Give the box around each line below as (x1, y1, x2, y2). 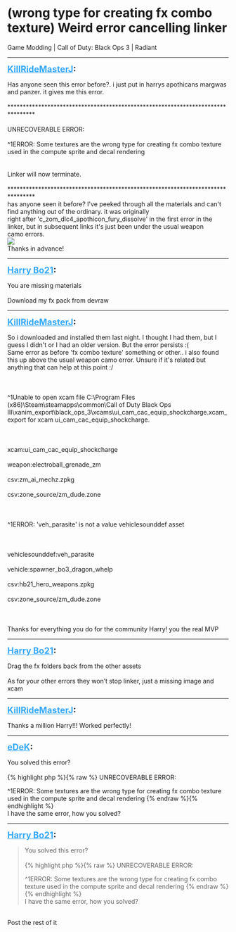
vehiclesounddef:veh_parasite (7, 550, 95, 558)
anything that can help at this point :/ (7, 363, 114, 371)
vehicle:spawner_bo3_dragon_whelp (7, 565, 114, 573)
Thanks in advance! (7, 244, 65, 253)
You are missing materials (7, 281, 82, 289)
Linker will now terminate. (7, 170, 82, 178)
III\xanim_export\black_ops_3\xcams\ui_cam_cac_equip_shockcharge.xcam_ (7, 408, 228, 416)
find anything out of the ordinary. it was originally (7, 207, 150, 215)
